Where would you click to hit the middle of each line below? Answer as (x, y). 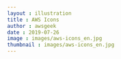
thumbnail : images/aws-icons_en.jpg (61, 45)
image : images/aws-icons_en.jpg (55, 39)
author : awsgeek (32, 26)
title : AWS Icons (33, 20)
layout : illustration (39, 13)
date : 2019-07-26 (33, 32)
